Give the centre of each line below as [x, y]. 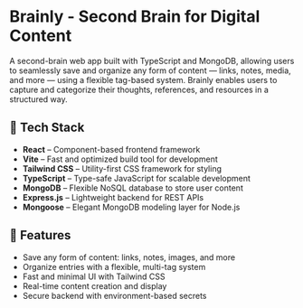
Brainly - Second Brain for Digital [135, 17]
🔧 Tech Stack [47, 128]
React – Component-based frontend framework [111, 149]
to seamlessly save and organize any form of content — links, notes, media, [150, 70]
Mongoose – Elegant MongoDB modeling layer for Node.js [131, 207]
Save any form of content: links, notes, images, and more [129, 257]
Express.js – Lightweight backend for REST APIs [113, 197]
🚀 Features [40, 235]
